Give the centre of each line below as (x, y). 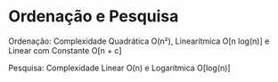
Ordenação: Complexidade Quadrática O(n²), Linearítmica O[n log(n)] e (139, 41)
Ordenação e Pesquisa (94, 16)
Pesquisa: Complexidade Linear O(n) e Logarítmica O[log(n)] (119, 68)
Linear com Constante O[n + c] (65, 50)
